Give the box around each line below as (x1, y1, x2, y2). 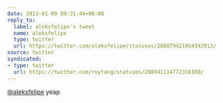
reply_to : (7, 17, 36, 24)
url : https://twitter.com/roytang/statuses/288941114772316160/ (13, 68, 204, 75)
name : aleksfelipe (13, 29, 68, 37)
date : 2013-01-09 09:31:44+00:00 (7, 10, 105, 17)
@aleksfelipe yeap (7, 88, 61, 96)
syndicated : (7, 56, 42, 63)
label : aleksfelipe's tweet (13, 23, 95, 30)
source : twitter (7, 49, 54, 56)
